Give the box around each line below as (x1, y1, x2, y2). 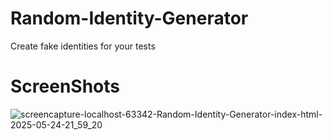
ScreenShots (10, 75, 120, 98)
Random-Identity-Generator (10, 7, 249, 30)
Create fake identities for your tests (10, 40, 156, 52)
